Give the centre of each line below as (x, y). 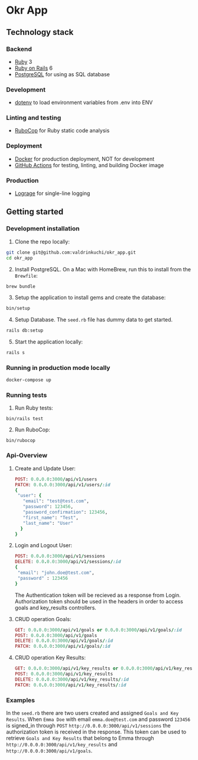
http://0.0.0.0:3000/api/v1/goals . (49, 751)
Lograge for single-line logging (52, 193)
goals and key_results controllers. (55, 608)
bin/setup (18, 308)
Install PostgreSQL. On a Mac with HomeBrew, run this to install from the (103, 269)
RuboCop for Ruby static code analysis (62, 131)
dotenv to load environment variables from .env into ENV (84, 103)
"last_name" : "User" (48, 523)
